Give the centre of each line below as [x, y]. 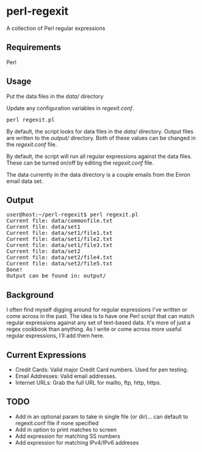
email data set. [25, 181]
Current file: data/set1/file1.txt [60, 233]
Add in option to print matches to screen [66, 429]
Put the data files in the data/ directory [55, 96]
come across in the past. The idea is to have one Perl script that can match [100, 316]
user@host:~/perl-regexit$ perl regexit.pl [72, 215]
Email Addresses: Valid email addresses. [66, 376]
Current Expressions [46, 355]
